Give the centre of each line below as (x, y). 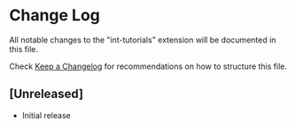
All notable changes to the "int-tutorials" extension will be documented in (143, 40)
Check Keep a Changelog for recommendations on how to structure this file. (148, 66)
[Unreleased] (47, 94)
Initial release (46, 115)
